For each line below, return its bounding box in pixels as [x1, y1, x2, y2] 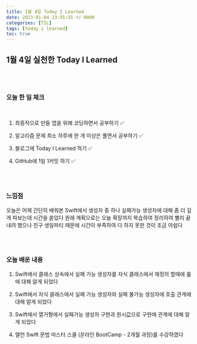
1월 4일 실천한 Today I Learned [6, 54, 118, 64]
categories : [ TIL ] [6, 20, 52, 26]
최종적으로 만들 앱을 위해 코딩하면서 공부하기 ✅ [14, 119, 125, 127]
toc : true [6, 31, 31, 37]
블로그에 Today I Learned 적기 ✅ [14, 145, 93, 152]
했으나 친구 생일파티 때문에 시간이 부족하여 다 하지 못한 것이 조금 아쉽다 [17, 222, 183, 229]
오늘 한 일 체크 [6, 93, 45, 102]
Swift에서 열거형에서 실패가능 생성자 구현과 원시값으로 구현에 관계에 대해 [14, 311, 184, 318]
